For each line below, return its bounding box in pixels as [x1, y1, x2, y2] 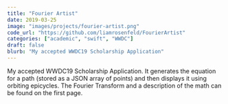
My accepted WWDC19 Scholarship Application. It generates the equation [7, 66, 216, 75]
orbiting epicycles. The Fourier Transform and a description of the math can [7, 81, 222, 90]
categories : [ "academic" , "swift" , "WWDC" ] [7, 36, 134, 42]
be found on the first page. [7, 88, 83, 96]
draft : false [7, 42, 45, 49]
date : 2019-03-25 [7, 16, 57, 23]
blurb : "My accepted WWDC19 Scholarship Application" [7, 49, 165, 55]
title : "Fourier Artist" [7, 10, 78, 17]
